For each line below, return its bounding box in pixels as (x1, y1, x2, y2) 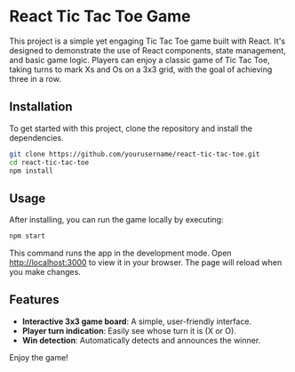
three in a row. (9, 73, 62, 84)
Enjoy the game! (9, 352, 68, 362)
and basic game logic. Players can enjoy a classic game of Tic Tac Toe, (9, 54, 270, 65)
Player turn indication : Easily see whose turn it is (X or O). (21, 325, 237, 336)
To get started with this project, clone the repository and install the (9, 123, 253, 133)
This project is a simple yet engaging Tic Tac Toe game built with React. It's (9, 36, 286, 46)
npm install (9, 166, 53, 175)
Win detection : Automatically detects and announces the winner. (21, 335, 261, 345)
